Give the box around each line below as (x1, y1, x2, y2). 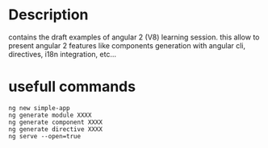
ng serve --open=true (8, 132, 82, 140)
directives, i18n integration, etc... (8, 49, 117, 59)
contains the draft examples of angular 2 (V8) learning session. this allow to (8, 32, 260, 42)
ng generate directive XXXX (8, 125, 103, 134)
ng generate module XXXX (8, 111, 92, 119)
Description (8, 6, 89, 24)
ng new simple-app (8, 104, 70, 112)
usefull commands (8, 78, 136, 96)
